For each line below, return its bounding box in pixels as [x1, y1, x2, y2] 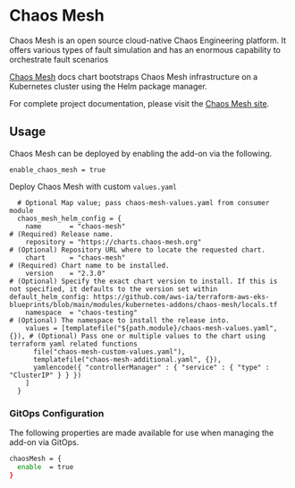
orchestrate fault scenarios [9, 54, 109, 64]
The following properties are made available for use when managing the [9, 427, 274, 439]
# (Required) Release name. [9, 229, 114, 238]
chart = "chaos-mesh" [25, 253, 126, 262]
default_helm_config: [9, 292, 90, 301]
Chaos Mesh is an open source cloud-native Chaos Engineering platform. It [9, 35, 287, 46]
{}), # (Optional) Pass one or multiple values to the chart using [9, 331, 266, 340]
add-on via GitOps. [9, 437, 80, 448]
